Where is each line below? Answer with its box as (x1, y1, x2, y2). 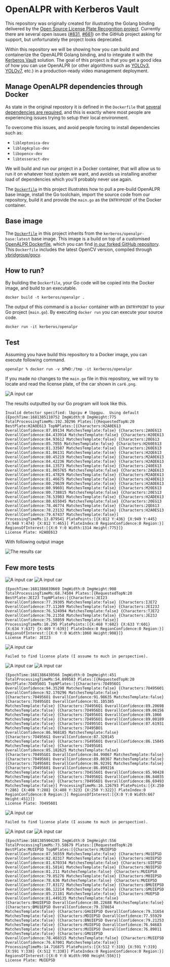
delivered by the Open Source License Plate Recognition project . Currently (5, 25, 161, 31)
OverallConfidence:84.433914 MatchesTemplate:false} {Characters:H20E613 (5, 433, 164, 438)
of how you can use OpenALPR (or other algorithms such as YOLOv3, (5, 62, 150, 68)
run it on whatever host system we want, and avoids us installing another (5, 171, 157, 177)
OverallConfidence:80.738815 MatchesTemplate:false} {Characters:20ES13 (5, 490, 162, 495)
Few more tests (5, 563, 55, 572)
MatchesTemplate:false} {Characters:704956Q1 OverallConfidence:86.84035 (5, 774, 164, 779)
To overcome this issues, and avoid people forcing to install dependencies (5, 124, 160, 130)
